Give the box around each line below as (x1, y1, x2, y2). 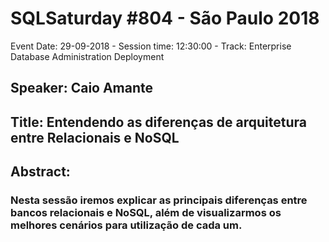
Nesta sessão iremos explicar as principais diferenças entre (10, 193, 308, 207)
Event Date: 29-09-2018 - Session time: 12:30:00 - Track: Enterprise (10, 40, 292, 52)
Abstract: (10, 163, 71, 181)
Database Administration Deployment (10, 50, 165, 62)
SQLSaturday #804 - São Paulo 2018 (10, 7, 320, 30)
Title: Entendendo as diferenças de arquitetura (10, 113, 307, 131)
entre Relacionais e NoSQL (10, 129, 180, 146)
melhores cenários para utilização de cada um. (10, 218, 243, 232)
